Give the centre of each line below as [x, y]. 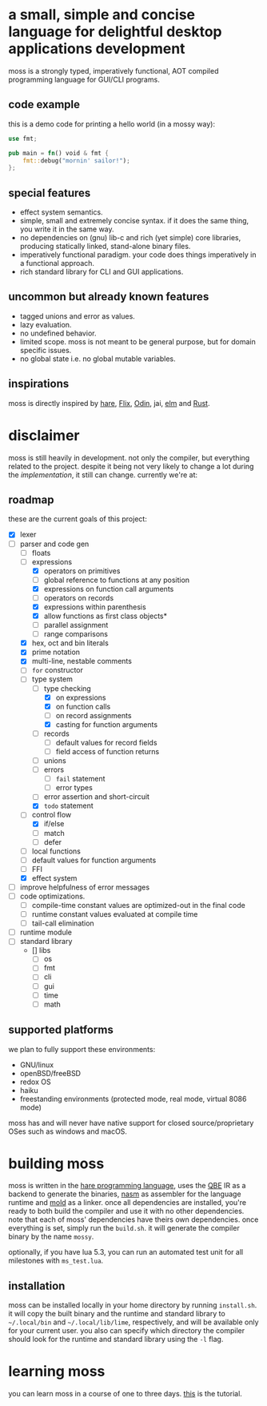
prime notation [56, 652]
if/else [54, 824]
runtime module [46, 932]
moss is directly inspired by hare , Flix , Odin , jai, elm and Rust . [109, 403]
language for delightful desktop [115, 32]
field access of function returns [108, 751]
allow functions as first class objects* [106, 616]
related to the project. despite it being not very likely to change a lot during [131, 466]
